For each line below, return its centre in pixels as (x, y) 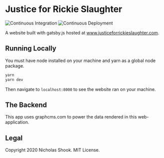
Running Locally (31, 48)
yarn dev (14, 79)
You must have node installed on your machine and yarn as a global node (81, 60)
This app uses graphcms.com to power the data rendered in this (71, 117)
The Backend (26, 105)
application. (17, 122)
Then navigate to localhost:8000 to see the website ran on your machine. (81, 89)
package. (15, 65)
